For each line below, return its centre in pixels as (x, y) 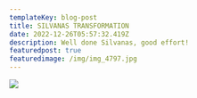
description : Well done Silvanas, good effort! (99, 42)
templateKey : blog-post (53, 17)
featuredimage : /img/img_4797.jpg (74, 59)
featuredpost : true (45, 51)
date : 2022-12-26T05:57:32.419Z (69, 34)
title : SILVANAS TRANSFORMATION (69, 26)
